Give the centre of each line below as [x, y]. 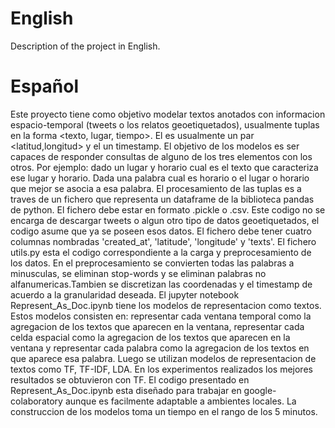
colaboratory [36, 401]
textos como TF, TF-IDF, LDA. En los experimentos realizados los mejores [161, 369]
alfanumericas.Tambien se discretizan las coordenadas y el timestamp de [161, 284]
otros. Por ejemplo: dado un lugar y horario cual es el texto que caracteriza [164, 167]
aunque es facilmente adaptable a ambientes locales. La [180, 401]
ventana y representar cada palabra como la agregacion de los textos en [160, 348]
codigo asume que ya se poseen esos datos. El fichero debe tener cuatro [161, 231]
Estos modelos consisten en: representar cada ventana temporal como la [161, 316]
